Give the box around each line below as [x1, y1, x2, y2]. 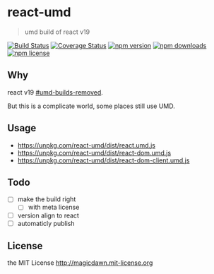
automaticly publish [17, 219, 75, 227]
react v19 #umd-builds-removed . [7, 88, 104, 96]
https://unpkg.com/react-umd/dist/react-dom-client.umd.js [17, 156, 190, 165]
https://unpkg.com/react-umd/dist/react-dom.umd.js [17, 148, 172, 157]
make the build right [17, 195, 76, 203]
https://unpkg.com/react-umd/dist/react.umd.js [17, 141, 155, 149]
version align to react [17, 211, 80, 220]
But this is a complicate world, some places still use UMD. [7, 102, 175, 110]
